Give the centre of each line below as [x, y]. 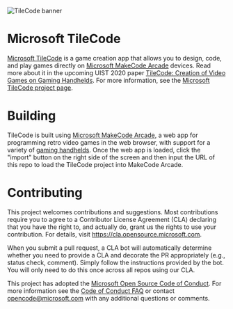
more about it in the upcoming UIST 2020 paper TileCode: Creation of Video [116, 72]
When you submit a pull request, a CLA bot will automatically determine [110, 248]
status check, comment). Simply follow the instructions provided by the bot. [116, 262]
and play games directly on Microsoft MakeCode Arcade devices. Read [109, 65]
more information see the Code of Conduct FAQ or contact [91, 291]
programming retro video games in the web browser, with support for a [109, 142]
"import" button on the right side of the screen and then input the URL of [111, 157]
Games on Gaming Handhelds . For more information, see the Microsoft [109, 80]
